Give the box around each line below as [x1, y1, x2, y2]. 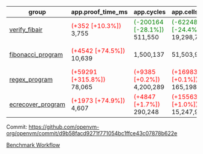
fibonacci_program [9, 51, 63, 59]
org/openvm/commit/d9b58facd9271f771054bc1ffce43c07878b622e [6, 130, 178, 136]
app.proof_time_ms [71, 8, 128, 16]
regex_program [9, 75, 53, 83]
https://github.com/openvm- [28, 123, 100, 130]
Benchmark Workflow [6, 141, 60, 149]
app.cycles [134, 8, 166, 16]
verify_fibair [9, 25, 43, 34]
